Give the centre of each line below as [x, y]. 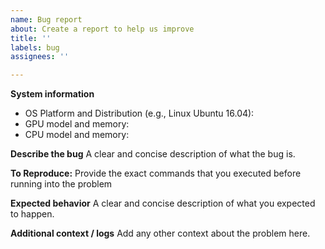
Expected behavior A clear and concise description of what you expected [163, 203]
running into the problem [61, 184]
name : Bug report [46, 19]
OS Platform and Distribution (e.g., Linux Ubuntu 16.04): [139, 113]
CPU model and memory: [77, 135]
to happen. [32, 214]
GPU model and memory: [77, 124]
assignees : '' [40, 57]
